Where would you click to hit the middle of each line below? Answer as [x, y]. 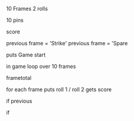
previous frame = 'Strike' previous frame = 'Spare [67, 43]
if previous [19, 101]
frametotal [19, 78]
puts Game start [26, 55]
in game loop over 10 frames [41, 66]
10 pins [15, 20]
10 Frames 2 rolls [27, 9]
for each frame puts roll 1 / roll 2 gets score [59, 89]
